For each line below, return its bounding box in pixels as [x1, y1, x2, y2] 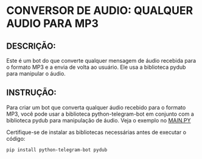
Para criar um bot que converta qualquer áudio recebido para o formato [6, 104, 186, 111]
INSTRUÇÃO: [6, 88, 57, 98]
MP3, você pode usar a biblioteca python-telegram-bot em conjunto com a [6, 110, 195, 118]
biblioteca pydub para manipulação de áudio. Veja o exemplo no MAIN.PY [6, 116, 191, 124]
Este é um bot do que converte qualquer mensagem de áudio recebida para [6, 57, 197, 64]
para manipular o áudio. [6, 70, 66, 77]
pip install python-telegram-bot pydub [6, 147, 108, 153]
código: [6, 135, 26, 142]
